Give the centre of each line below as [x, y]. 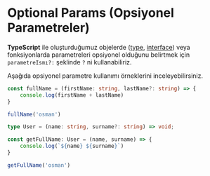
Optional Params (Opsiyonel [91, 13]
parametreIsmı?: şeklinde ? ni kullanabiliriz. [70, 62]
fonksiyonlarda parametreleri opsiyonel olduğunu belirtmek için [99, 55]
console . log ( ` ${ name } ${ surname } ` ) [72, 146]
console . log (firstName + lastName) [72, 95]
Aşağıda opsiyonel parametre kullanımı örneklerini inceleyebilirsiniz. [105, 76]
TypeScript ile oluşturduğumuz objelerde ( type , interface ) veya [99, 47]
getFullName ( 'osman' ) [39, 165]
